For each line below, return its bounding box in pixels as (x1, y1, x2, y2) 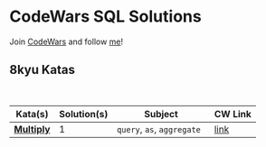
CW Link (214, 107, 252, 120)
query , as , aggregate (116, 123, 202, 135)
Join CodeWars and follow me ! (9, 36, 124, 47)
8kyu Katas (9, 62, 75, 78)
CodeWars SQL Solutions (9, 6, 202, 27)
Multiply (14, 123, 51, 135)
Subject (144, 107, 178, 120)
